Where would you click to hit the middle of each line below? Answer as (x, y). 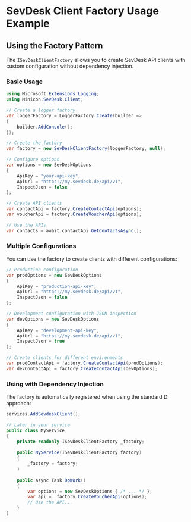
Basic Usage (25, 82)
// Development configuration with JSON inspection (71, 314)
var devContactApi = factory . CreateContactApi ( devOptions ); (82, 368)
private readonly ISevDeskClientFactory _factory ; (81, 442)
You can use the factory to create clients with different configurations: (92, 259)
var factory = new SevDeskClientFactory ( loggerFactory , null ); (86, 149)
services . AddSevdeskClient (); (44, 414)
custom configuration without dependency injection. (70, 66)
